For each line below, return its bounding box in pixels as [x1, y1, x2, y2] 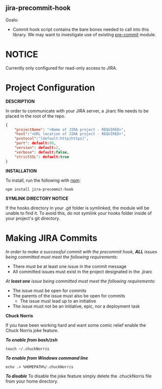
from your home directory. [5, 378, 59, 384]
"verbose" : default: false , [14, 149, 69, 155]
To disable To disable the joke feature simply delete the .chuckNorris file [5, 373, 152, 379]
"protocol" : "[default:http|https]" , [14, 136, 89, 141]
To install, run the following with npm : [5, 177, 81, 183]
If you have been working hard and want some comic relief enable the [5, 322, 146, 328]
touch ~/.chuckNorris [5, 346, 50, 351]
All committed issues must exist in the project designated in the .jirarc [12, 268, 153, 274]
